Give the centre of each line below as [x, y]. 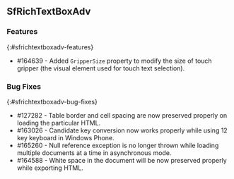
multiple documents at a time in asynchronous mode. [94, 153]
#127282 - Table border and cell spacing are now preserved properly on [122, 115]
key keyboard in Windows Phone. [65, 137]
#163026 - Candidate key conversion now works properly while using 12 [122, 130]
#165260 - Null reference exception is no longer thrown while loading [118, 145]
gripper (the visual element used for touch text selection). [101, 68]
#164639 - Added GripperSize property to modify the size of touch [115, 61]
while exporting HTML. [50, 168]
